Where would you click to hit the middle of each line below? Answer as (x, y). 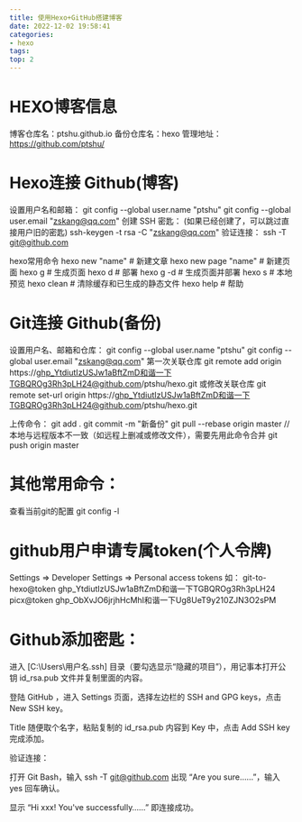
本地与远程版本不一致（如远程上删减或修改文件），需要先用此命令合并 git (143, 434)
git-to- (255, 577)
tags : (19, 51)
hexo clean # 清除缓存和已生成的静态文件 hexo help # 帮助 (135, 283)
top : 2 (22, 59)
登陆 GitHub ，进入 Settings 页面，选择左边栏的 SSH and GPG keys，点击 (146, 697)
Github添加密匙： (75, 639)
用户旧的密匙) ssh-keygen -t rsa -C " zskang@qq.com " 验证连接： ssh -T (151, 232)
